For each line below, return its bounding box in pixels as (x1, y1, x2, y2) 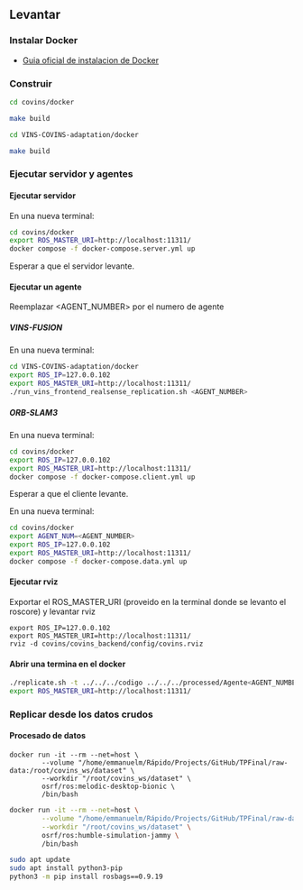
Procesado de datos (9, 730, 87, 741)
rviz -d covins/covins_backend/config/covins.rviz (9, 639, 204, 648)
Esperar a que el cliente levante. (9, 489, 129, 500)
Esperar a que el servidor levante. (9, 261, 135, 271)
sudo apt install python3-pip (9, 864, 124, 873)
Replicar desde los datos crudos (9, 708, 153, 720)
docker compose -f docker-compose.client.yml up (9, 473, 196, 482)
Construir (9, 77, 52, 89)
